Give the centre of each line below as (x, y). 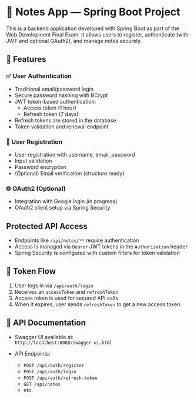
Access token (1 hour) (50, 108)
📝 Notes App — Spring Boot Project (93, 12)
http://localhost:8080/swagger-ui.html (63, 343)
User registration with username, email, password (75, 154)
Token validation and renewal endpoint (61, 127)
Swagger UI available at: (44, 337)
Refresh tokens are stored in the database (65, 120)
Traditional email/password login (54, 89)
